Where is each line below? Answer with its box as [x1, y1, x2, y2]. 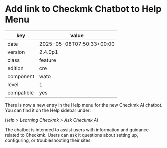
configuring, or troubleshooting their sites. [5, 137, 92, 143]
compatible [7, 89, 34, 96]
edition [7, 65, 24, 72]
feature [39, 56, 56, 63]
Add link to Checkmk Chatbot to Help [5, 3, 162, 15]
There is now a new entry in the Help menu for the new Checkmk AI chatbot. [5, 102, 163, 108]
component [7, 73, 35, 80]
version [7, 48, 25, 55]
